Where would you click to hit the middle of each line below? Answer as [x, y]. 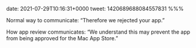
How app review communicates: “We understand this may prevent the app [98, 32]
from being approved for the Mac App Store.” [62, 38]
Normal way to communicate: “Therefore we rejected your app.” [86, 20]
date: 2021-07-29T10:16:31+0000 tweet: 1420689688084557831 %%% [95, 9]
